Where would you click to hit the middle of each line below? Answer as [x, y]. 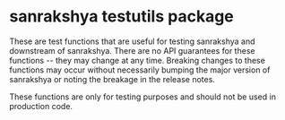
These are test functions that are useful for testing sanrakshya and [132, 41]
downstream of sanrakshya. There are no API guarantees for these [132, 50]
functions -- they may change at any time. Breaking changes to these [138, 60]
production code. [41, 106]
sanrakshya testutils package [122, 17]
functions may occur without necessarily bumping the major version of [140, 70]
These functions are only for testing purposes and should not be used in [142, 97]
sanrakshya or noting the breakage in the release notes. [112, 79]
